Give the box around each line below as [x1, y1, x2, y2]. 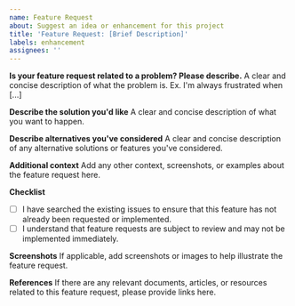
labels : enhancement [9, 37, 86, 47]
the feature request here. [9, 170, 100, 181]
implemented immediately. [21, 233, 119, 245]
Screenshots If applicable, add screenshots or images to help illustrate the [9, 251, 283, 262]
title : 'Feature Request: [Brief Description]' [9, 29, 189, 38]
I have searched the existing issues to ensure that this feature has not [21, 204, 277, 214]
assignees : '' [9, 46, 62, 55]
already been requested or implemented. [21, 214, 171, 225]
